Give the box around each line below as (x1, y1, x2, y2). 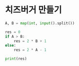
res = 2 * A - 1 (14, 48, 47, 52)
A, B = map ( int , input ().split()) (5, 20, 75, 26)
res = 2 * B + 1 (14, 38, 47, 44)
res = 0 (5, 30, 21, 34)
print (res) (5, 56, 27, 61)
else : (5, 43, 16, 48)
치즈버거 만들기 (5, 4, 62, 16)
